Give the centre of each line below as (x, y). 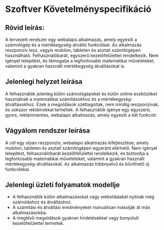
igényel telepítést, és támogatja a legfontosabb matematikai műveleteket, (80, 61)
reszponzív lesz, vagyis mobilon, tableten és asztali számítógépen (73, 50)
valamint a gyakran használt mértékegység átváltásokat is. (65, 66)
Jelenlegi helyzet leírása (44, 82)
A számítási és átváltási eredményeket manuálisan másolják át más (81, 208)
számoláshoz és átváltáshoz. (42, 202)
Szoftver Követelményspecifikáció (78, 9)
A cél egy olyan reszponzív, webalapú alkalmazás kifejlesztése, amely (77, 143)
